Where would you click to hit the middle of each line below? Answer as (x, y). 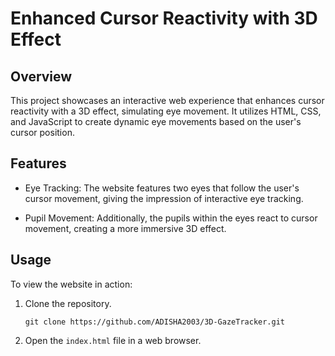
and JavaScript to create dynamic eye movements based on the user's (156, 121)
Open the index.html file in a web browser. (113, 340)
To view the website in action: (71, 284)
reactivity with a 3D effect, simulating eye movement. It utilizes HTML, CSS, (166, 111)
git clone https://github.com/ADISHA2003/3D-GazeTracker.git (155, 322)
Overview (41, 76)
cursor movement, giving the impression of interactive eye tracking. (164, 198)
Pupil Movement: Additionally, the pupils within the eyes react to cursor (171, 218)
